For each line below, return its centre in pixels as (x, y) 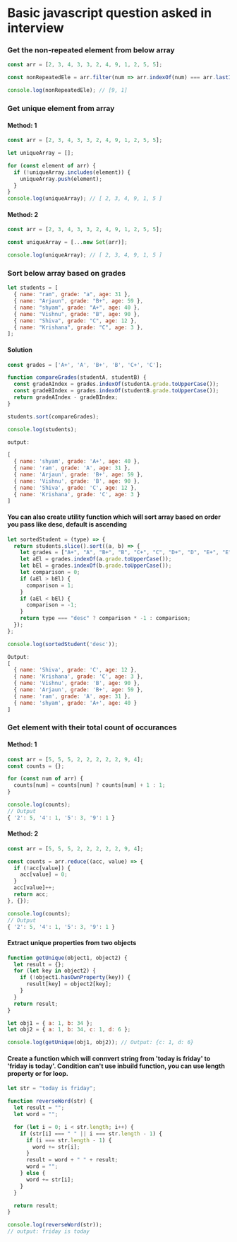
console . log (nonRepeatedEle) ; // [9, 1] (68, 90)
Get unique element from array (61, 109)
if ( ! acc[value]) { (42, 868)
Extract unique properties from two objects (72, 943)
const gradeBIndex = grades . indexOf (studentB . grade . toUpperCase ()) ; (116, 391)
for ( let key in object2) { (55, 971)
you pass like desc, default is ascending (67, 525)
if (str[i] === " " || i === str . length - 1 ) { (91, 1133)
